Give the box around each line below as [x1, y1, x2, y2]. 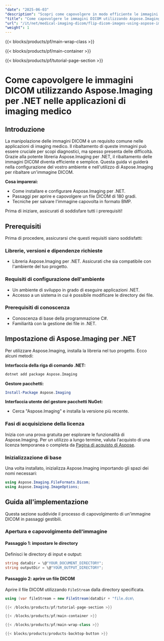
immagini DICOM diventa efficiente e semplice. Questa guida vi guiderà [5, 159, 149, 165]
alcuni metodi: [5, 352, 34, 359]
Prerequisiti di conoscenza [5, 304, 70, 311]
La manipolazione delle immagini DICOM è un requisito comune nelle [5, 138, 143, 144]
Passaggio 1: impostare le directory [5, 540, 78, 546]
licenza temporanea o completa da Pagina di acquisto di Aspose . [5, 442, 136, 448]
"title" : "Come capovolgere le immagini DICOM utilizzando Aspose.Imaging [5, 16, 161, 21]
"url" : [5, 21, 19, 26]
